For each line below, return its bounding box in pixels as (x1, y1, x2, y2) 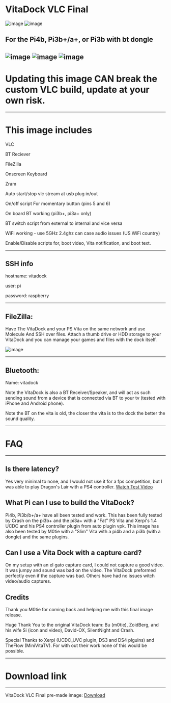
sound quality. (5, 415, 35, 422)
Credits (5, 593, 30, 602)
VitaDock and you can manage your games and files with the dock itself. (5, 336, 157, 343)
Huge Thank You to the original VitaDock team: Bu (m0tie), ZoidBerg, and (5, 622, 159, 628)
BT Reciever (5, 151, 31, 157)
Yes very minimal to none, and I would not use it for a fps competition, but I (5, 478, 162, 484)
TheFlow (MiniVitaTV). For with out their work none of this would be (5, 642, 147, 648)
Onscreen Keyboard (5, 171, 47, 177)
